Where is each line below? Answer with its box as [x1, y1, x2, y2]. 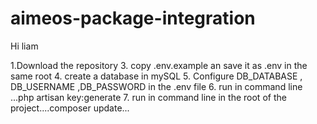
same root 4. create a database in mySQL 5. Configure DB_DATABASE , [10, 70, 303, 82]
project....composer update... [10, 102, 130, 114]
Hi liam [10, 40, 39, 52]
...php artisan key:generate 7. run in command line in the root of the [10, 91, 287, 103]
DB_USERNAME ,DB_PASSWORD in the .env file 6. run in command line [10, 80, 303, 92]
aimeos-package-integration [10, 7, 256, 30]
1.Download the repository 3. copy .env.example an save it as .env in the [10, 59, 308, 71]
